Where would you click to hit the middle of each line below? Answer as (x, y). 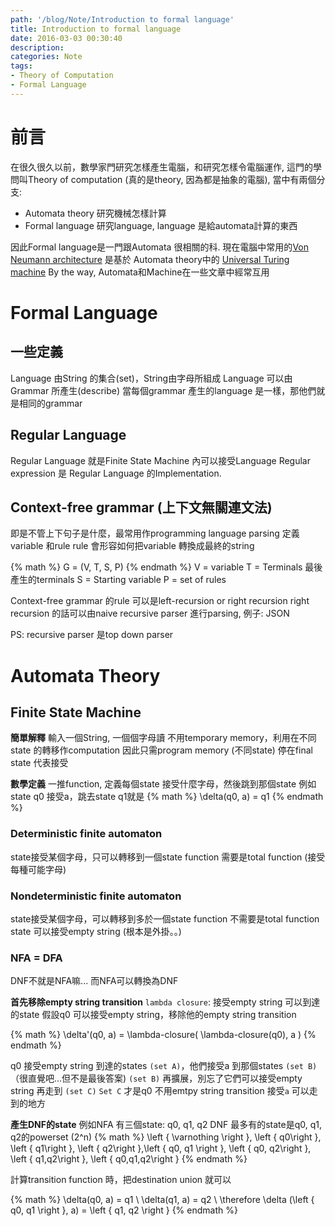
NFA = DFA (36, 958)
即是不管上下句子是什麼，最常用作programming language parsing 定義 (155, 533)
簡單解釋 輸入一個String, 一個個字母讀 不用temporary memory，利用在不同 (163, 738)
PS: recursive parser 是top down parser (92, 635)
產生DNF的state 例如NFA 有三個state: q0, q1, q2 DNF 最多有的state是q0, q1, (166, 1125)
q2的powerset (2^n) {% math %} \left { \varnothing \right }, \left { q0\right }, (166, 1137)
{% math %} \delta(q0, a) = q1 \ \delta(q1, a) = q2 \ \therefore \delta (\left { (162, 1200)
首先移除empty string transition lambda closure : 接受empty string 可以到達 (165, 1002)
